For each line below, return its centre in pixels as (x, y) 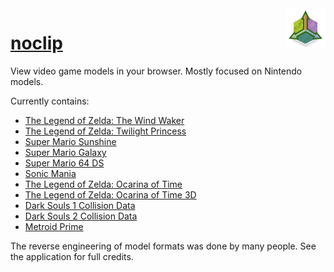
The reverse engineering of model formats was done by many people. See (163, 246)
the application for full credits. (72, 256)
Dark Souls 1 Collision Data (80, 205)
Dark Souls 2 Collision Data (81, 216)
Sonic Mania (50, 173)
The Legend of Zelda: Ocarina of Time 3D (110, 194)
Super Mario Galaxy (65, 152)
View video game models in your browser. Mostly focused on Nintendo (156, 71)
